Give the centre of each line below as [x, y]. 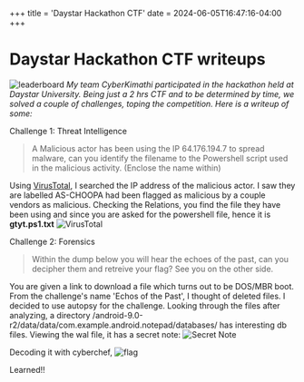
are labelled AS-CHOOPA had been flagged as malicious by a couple [137, 195]
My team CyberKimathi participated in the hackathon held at [181, 84]
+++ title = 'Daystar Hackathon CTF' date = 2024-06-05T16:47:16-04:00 [146, 13]
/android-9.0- [118, 315]
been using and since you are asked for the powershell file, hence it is [140, 214]
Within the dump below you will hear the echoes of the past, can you [160, 259]
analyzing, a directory [50, 315]
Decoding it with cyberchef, [61, 352]
